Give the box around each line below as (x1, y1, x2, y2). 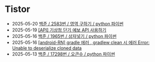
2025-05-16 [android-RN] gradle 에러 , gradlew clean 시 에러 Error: (12, 39, 149, 45)
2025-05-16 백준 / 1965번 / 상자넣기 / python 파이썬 (12, 33, 117, 39)
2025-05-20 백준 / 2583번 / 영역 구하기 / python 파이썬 (12, 20, 124, 26)
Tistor (5, 3, 31, 15)
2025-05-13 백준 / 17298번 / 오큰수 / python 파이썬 (12, 51, 115, 57)
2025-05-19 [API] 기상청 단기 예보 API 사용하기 (12, 26, 107, 33)
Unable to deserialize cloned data (12, 45, 82, 51)
